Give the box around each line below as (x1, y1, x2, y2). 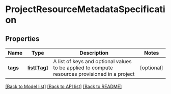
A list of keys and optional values (53, 58, 132, 65)
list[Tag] (27, 64, 48, 71)
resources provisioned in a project (53, 71, 135, 77)
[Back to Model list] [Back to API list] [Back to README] (5, 83, 122, 89)
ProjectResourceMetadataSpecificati (5, 4, 165, 15)
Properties (5, 34, 40, 43)
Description (79, 50, 109, 56)
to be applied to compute (53, 64, 113, 71)
